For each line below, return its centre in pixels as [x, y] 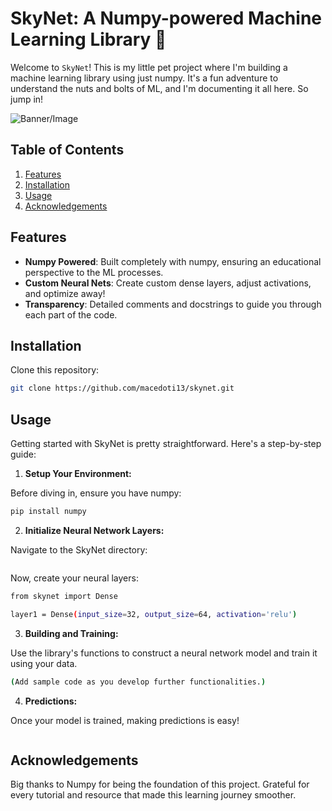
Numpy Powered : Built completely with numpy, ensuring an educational [173, 261]
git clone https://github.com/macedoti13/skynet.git [122, 388]
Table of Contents [67, 150]
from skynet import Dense [64, 596]
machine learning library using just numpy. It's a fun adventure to [144, 78]
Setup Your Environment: [78, 474]
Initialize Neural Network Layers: [94, 530]
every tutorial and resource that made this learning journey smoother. [153, 795]
